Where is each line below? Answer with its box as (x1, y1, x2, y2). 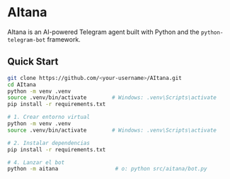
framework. (47, 35, 81, 43)
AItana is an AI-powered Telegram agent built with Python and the (7, 28, 200, 36)
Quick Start (7, 56, 59, 68)
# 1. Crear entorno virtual (7, 114, 91, 121)
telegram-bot (7, 36, 46, 43)
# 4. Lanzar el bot (7, 158, 65, 166)
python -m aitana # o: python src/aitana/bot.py (7, 166, 207, 173)
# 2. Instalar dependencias (7, 139, 91, 146)
